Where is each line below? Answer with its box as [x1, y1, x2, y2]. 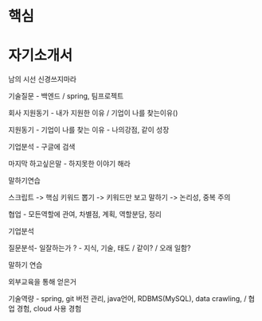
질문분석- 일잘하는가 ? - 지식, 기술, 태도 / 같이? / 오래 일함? [8, 243, 191, 253]
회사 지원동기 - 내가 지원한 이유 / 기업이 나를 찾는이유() [8, 108, 178, 118]
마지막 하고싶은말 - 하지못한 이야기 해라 [8, 159, 131, 168]
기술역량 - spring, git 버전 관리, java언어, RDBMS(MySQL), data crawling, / [8, 294, 247, 304]
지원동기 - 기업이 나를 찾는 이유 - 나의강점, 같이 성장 [8, 125, 170, 135]
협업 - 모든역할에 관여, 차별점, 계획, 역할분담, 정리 [8, 210, 162, 219]
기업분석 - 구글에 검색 [8, 142, 76, 152]
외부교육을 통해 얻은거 [8, 277, 77, 287]
